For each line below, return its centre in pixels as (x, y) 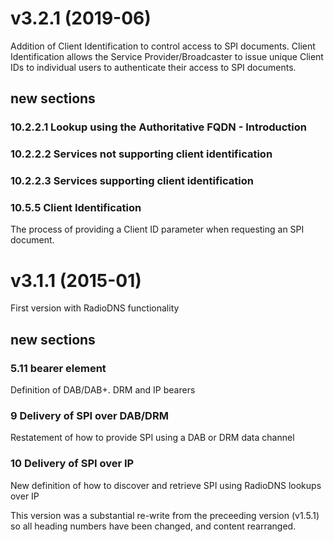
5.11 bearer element (58, 368)
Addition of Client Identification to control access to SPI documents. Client (163, 46)
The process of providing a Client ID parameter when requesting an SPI (157, 229)
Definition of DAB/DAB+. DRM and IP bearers (103, 390)
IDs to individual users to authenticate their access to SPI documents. (153, 67)
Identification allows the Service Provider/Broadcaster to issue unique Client (167, 56)
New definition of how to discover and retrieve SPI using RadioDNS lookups (166, 485)
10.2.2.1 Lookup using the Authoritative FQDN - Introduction (159, 127)
